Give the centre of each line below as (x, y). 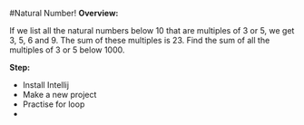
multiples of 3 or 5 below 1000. (67, 50)
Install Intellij (46, 85)
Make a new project (59, 95)
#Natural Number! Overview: (64, 13)
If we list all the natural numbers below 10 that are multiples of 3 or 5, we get (152, 30)
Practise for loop (54, 104)
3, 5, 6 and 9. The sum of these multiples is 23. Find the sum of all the (140, 40)
